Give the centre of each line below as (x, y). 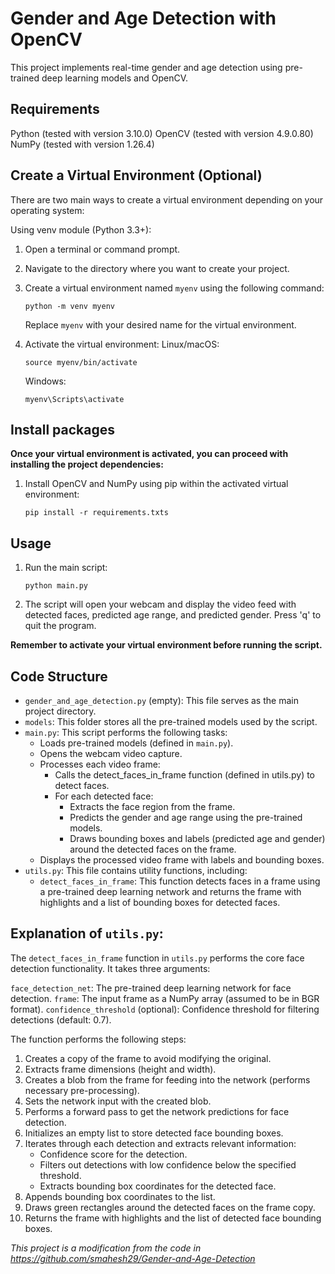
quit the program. (60, 626)
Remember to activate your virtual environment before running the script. (166, 645)
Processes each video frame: (100, 764)
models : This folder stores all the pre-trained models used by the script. (171, 721)
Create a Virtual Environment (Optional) (136, 175)
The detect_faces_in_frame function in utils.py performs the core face (157, 958)
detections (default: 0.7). (61, 1019)
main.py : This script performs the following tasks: (126, 732)
